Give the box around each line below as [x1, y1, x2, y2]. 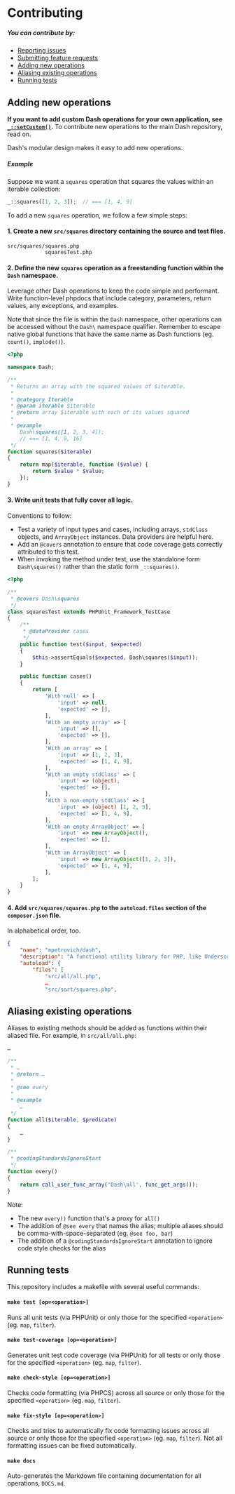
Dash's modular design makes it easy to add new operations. [7, 143, 183, 152]
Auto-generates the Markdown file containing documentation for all [7, 1472, 201, 1480]
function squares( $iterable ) [7, 448, 92, 455]
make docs [7, 1458, 36, 1465]
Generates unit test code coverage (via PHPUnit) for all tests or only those [7, 1351, 221, 1359]
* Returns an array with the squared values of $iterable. [10, 382, 187, 390]
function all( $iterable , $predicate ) [7, 1116, 117, 1123]
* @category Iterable [10, 396, 73, 403]
